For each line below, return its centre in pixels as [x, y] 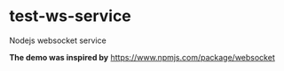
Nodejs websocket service [58, 40]
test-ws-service [70, 16]
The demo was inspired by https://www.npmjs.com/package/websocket [142, 57]
